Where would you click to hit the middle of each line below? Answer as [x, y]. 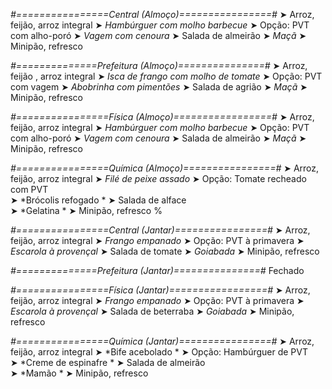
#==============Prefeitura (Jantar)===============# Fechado [157, 270]
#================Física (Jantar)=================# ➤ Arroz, [160, 290]
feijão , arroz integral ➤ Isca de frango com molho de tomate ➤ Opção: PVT [166, 76]
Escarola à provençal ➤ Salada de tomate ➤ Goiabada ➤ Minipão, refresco [165, 251]
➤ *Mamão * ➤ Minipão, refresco [79, 373]
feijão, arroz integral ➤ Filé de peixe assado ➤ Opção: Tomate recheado [158, 178]
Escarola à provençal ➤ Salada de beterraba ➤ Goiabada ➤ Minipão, [152, 311]
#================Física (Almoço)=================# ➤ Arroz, [162, 117]
